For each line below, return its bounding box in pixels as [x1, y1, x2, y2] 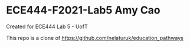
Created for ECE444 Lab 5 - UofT [6, 23, 88, 30]
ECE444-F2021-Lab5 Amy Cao [6, 4, 160, 17]
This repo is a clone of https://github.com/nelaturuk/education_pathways [6, 34, 184, 41]
